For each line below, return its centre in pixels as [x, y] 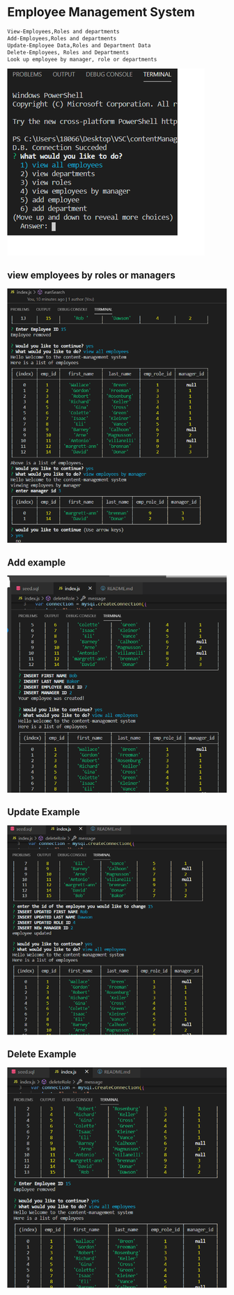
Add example [37, 563]
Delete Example [42, 1054]
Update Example [44, 812]
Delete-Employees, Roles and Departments [68, 52]
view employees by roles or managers [91, 276]
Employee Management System [101, 12]
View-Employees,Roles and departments [63, 31]
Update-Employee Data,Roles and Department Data [79, 45]
